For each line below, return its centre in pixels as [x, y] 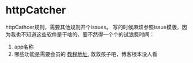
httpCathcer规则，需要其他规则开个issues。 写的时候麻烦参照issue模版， [94, 27]
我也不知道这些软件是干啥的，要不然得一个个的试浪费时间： [82, 34]
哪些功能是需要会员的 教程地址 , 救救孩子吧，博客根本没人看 [86, 54]
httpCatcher [36, 10]
